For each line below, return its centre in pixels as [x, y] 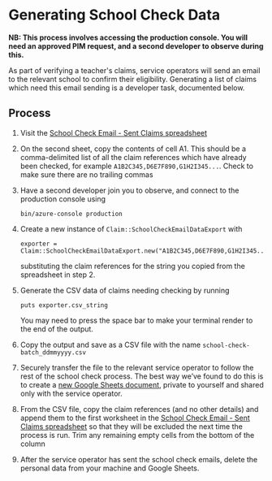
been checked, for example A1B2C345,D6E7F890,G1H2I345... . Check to [137, 166]
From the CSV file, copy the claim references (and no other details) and [139, 409]
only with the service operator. [71, 393]
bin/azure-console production [71, 214]
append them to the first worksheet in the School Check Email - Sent [135, 418]
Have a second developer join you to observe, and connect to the [130, 190]
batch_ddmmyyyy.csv [53, 352]
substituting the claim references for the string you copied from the [132, 266]
